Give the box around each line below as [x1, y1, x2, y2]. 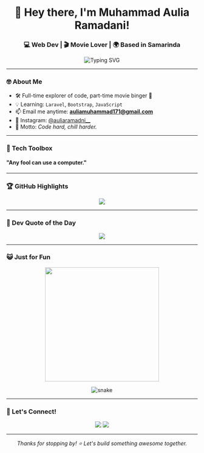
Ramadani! [74, 18, 130, 32]
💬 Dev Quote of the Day [6, 219, 76, 227]
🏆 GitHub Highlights [6, 182, 69, 191]
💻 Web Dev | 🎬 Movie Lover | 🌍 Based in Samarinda [23, 41, 181, 49]
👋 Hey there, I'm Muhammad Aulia [14, 5, 190, 19]
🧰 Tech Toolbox [6, 144, 53, 152]
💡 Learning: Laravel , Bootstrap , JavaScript [15, 100, 123, 108]
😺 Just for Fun [6, 253, 50, 261]
